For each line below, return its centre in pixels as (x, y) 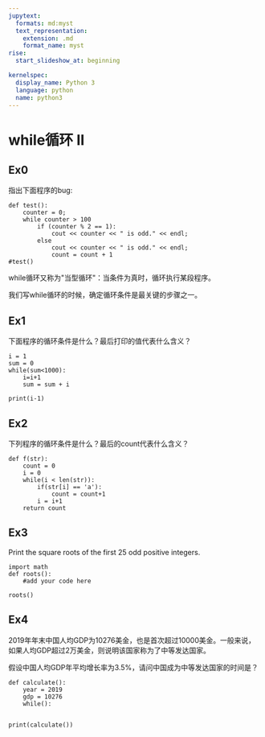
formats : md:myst (45, 23)
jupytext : (25, 16)
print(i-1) (26, 399)
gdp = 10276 (43, 697)
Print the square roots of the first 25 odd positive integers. (104, 552)
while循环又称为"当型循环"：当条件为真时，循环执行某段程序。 (112, 278)
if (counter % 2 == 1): (77, 227)
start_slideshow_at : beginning (68, 61)
